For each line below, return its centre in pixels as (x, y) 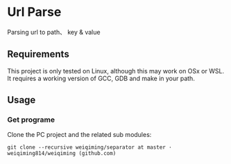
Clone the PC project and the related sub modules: (79, 135)
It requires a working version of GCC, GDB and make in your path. (101, 78)
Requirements (38, 54)
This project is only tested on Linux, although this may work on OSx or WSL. (115, 71)
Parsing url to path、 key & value (54, 32)
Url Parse (34, 12)
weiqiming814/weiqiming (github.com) (62, 154)
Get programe (31, 120)
